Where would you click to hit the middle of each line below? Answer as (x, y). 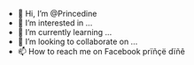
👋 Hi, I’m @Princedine (57, 14)
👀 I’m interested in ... (55, 23)
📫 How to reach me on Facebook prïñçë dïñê (101, 51)
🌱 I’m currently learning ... (65, 32)
